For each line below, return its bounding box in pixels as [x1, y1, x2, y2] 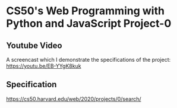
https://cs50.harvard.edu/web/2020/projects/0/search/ [6, 95, 141, 102]
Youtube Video [6, 40, 62, 50]
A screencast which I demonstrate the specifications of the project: [6, 56, 171, 63]
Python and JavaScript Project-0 [6, 17, 172, 30]
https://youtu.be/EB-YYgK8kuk [6, 62, 81, 69]
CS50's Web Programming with [6, 4, 165, 18]
